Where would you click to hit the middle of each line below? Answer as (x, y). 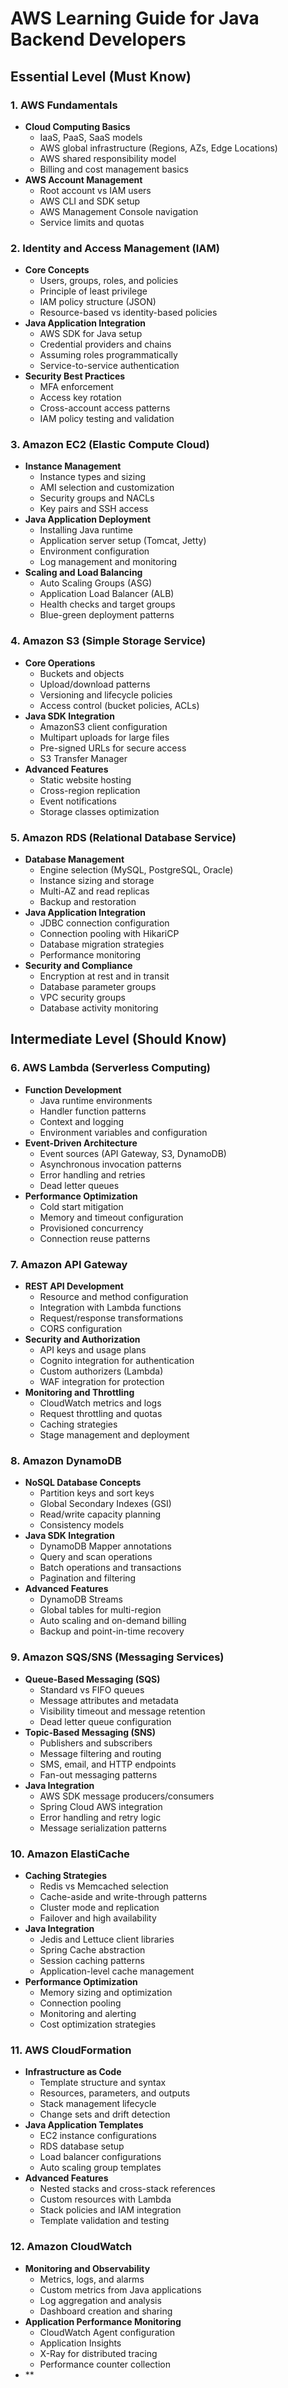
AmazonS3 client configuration (103, 726)
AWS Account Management (83, 179)
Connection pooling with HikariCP (109, 934)
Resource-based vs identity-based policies (128, 313)
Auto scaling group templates (100, 2168)
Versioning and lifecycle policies (106, 694)
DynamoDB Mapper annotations (105, 1546)
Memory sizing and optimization (106, 1992)
